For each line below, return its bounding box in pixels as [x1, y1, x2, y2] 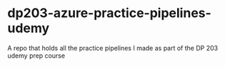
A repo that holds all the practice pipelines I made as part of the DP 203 [7, 43, 219, 52]
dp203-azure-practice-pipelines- [7, 5, 212, 21]
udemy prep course [7, 51, 66, 60]
